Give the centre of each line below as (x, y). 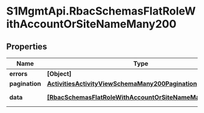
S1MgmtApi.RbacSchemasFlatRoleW (101, 11)
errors (19, 74)
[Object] (59, 74)
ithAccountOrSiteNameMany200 (91, 24)
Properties (27, 46)
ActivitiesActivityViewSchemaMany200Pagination (122, 84)
